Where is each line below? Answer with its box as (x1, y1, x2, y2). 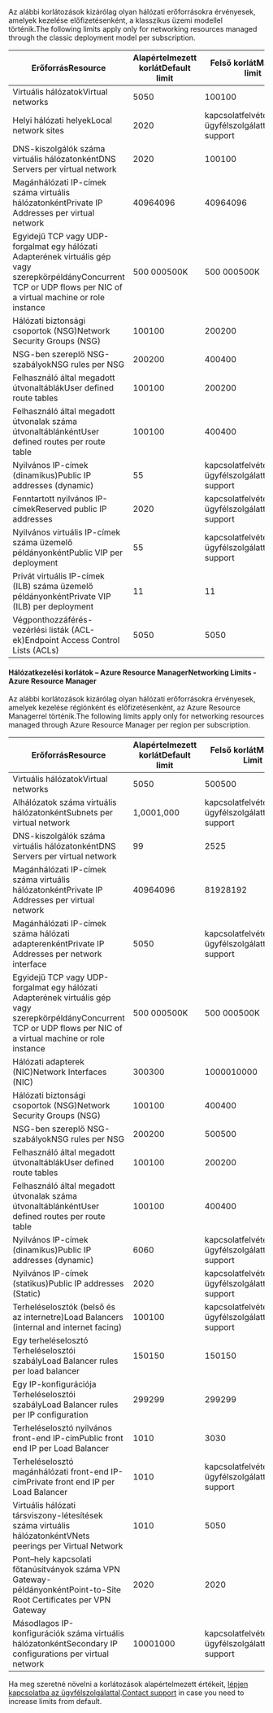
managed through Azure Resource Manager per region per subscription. (8, 720, 250, 730)
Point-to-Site (68, 1584, 122, 1596)
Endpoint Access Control (24, 635, 120, 645)
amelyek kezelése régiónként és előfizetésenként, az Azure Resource (8, 703, 241, 713)
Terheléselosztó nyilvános (12, 1422, 112, 1434)
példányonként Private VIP (12, 591, 111, 601)
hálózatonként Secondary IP (12, 1638, 118, 1650)
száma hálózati (12, 928, 71, 939)
